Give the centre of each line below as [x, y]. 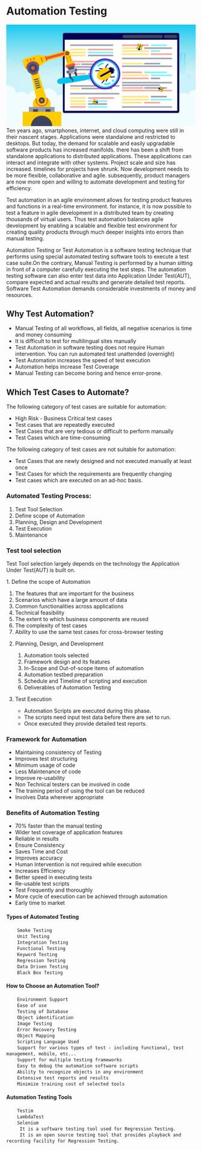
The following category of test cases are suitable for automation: [86, 407]
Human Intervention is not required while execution [78, 864]
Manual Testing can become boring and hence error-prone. [88, 373]
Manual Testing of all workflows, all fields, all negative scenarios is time [103, 328]
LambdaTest [31, 1117]
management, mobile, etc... [41, 1054]
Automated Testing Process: [49, 496]
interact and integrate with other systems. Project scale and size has [91, 162]
